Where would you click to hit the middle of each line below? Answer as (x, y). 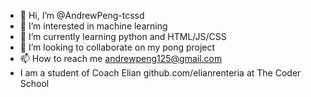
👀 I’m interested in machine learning (93, 26)
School (34, 83)
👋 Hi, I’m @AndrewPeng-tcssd (82, 15)
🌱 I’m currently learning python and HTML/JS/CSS (123, 36)
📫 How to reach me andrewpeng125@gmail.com (121, 58)
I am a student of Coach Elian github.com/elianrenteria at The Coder (160, 73)
